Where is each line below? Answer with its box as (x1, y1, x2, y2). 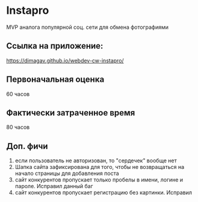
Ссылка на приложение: (6, 41, 104, 51)
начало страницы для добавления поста (14, 170, 119, 177)
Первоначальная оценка (6, 75, 105, 85)
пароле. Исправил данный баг (14, 183, 93, 190)
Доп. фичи (6, 141, 48, 151)
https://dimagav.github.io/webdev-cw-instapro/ (6, 57, 125, 64)
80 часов (6, 124, 30, 131)
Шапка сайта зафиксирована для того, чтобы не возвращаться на (14, 164, 185, 171)
